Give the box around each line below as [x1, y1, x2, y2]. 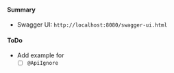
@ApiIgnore [27, 60, 59, 67]
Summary [7, 5, 36, 14]
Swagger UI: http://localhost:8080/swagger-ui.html [16, 20, 168, 29]
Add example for [16, 51, 64, 59]
